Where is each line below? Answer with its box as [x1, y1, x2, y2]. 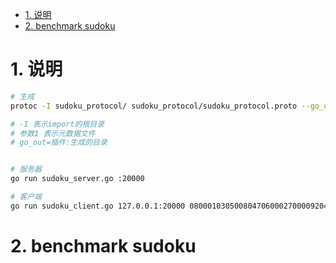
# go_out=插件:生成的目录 [10, 138, 108, 148]
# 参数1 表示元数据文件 [10, 128, 96, 138]
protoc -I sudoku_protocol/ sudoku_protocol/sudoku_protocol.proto [10, 101, 298, 111]
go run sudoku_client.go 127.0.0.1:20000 [10, 201, 186, 211]
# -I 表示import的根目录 [10, 119, 105, 129]
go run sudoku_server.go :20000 [10, 174, 145, 184]
